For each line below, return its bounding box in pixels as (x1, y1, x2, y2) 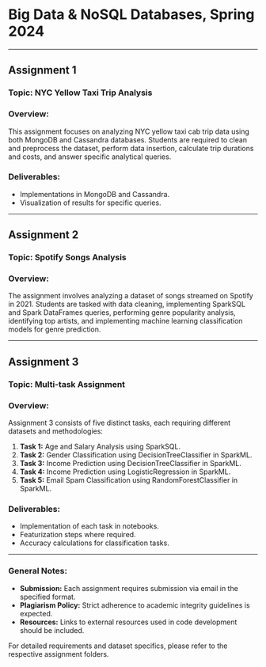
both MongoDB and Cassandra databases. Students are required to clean (8, 135, 248, 144)
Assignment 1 (8, 63, 77, 77)
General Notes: (8, 566, 67, 577)
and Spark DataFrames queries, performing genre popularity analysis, (8, 308, 236, 317)
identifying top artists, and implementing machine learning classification (8, 316, 243, 326)
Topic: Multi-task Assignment (8, 378, 125, 389)
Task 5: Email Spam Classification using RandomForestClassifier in (19, 476, 238, 485)
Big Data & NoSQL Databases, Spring (8, 6, 255, 24)
